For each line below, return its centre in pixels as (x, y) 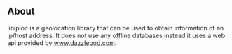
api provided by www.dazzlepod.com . (62, 43)
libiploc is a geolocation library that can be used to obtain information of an (116, 28)
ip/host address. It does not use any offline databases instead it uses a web (116, 35)
